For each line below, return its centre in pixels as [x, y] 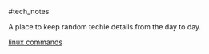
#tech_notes [29, 12]
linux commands [35, 42]
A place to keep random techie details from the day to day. [105, 27]
